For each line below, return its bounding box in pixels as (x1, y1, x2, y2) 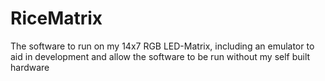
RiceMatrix (10, 7, 103, 30)
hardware (10, 61, 50, 73)
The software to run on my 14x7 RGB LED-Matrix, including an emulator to (10, 40, 315, 52)
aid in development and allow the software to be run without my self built (10, 50, 311, 62)
